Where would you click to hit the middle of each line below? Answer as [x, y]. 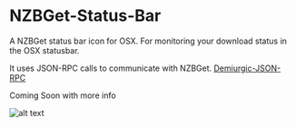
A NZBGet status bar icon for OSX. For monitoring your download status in [148, 41]
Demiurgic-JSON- [247, 68]
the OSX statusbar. [44, 50]
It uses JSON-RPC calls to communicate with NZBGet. [111, 68]
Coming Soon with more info [63, 95]
